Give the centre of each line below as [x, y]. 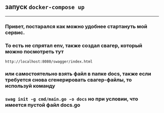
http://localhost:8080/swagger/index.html [49, 62]
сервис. [15, 32]
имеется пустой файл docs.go [43, 105]
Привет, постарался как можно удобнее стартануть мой [76, 26]
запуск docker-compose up [45, 7]
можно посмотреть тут [34, 51]
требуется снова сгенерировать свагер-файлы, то [69, 80]
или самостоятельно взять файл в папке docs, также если [78, 74]
